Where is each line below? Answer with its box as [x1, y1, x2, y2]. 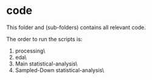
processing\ [15, 47, 46, 55]
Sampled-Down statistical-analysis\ [15, 66, 105, 73]
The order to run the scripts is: [6, 35, 83, 42]
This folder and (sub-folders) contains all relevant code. [6, 24, 146, 31]
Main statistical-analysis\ [15, 60, 78, 67]
